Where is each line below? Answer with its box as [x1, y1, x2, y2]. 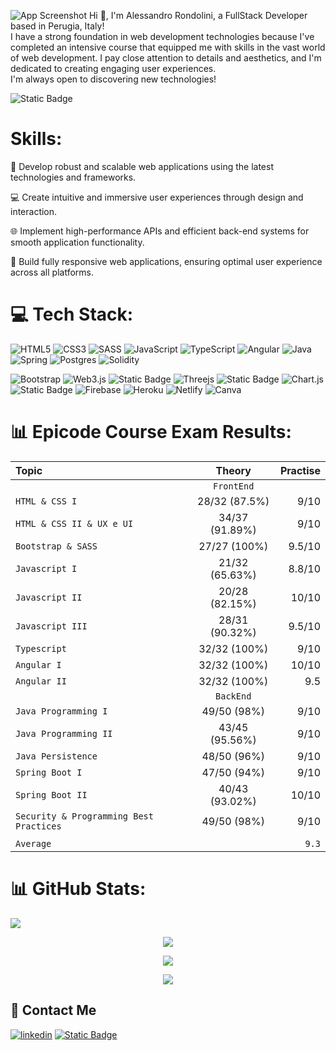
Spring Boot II [15, 789, 88, 800]
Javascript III [15, 620, 88, 632]
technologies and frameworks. [10, 171, 137, 183]
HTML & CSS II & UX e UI [15, 518, 134, 529]
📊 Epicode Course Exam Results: [10, 421, 292, 444]
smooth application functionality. [10, 236, 145, 248]
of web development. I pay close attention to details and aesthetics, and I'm [10, 52, 322, 64]
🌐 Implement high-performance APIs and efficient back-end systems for [10, 225, 310, 237]
